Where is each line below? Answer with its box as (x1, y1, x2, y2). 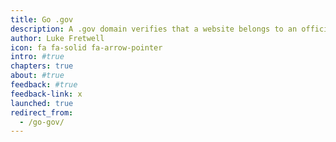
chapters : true (10, 61, 74, 71)
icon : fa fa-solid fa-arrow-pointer (10, 42, 163, 53)
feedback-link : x (10, 89, 83, 99)
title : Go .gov (10, 14, 74, 25)
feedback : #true (10, 80, 78, 90)
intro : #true (10, 52, 65, 62)
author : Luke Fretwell (10, 33, 105, 43)
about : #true (10, 71, 65, 81)
